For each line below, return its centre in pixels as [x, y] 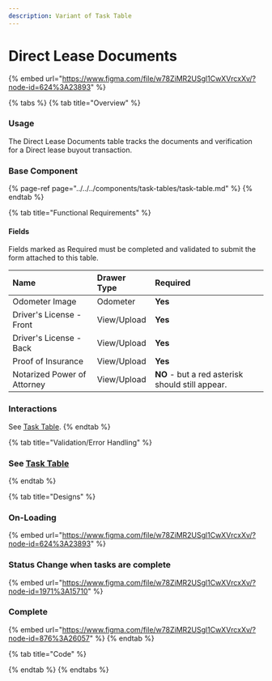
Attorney [29, 385]
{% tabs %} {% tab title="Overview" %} [75, 103]
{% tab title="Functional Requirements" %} [80, 213]
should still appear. [191, 385]
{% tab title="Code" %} [47, 653]
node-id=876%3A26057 [49, 638]
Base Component [43, 171]
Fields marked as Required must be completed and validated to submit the [132, 249]
